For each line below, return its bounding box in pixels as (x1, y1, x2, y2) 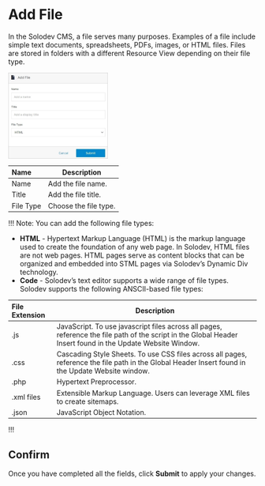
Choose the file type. (47, 201, 116, 210)
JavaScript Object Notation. (56, 407, 147, 416)
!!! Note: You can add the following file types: (8, 219, 155, 228)
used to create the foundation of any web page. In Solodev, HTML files (19, 243, 250, 252)
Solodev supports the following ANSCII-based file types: (19, 284, 203, 294)
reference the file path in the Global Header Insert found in (56, 358, 246, 367)
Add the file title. (47, 190, 101, 199)
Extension (11, 310, 46, 319)
